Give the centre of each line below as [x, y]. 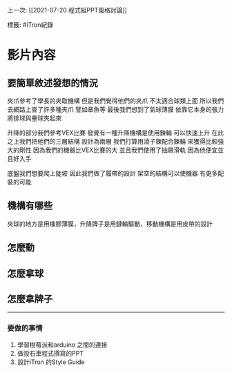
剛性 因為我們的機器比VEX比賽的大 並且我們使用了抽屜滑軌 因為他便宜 [118, 150]
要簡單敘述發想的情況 [52, 83]
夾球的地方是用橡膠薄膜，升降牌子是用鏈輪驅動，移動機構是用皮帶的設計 [110, 224]
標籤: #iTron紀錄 [30, 25]
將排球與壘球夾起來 [35, 118]
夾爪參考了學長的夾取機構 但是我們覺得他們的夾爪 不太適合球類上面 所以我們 [116, 101]
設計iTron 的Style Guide [51, 362]
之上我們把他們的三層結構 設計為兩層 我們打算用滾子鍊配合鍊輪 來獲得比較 [113, 141]
